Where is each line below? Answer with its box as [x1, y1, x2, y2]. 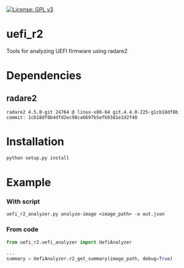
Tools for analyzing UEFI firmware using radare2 [6, 47, 128, 54]
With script [6, 197, 40, 206]
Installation [6, 135, 65, 149]
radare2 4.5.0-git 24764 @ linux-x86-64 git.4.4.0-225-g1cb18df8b [6, 109, 179, 115]
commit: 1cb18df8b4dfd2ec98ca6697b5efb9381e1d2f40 [6, 114, 138, 120]
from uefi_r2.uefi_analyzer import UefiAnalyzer [6, 239, 132, 245]
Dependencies [6, 69, 82, 82]
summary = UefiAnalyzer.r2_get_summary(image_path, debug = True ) [6, 256, 173, 262]
